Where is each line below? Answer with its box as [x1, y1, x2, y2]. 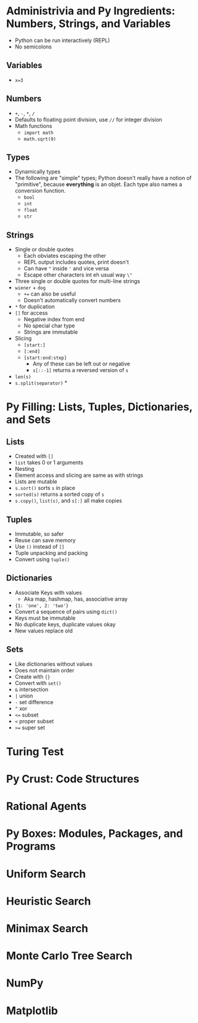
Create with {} [14, 673, 51, 680]
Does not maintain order [14, 666, 75, 674]
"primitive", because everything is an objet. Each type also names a [14, 181, 182, 188]
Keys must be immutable [14, 614, 76, 622]
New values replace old [14, 627, 73, 634]
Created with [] [14, 453, 54, 460]
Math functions [14, 122, 52, 129]
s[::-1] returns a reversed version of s [32, 367, 129, 374]
